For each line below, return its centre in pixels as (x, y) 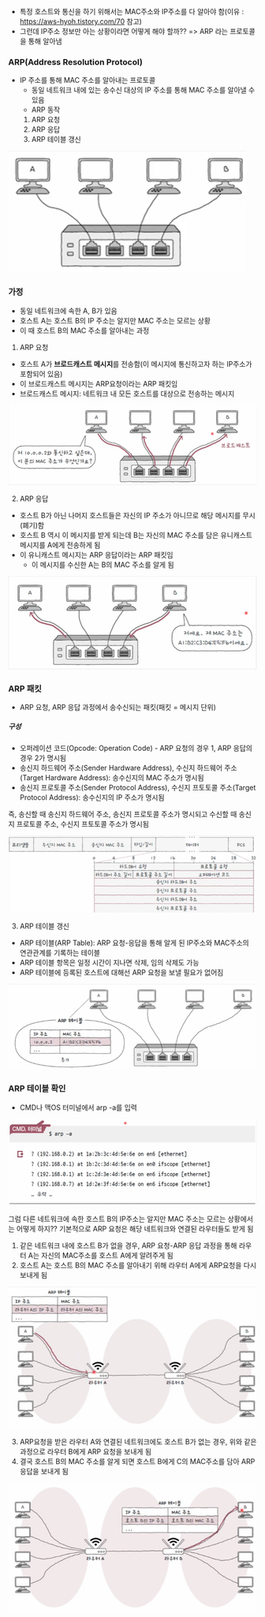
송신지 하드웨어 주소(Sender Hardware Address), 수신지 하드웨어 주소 (129, 767)
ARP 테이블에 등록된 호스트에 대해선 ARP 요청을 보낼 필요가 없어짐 (121, 973)
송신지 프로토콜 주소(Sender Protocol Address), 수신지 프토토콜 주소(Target (138, 787)
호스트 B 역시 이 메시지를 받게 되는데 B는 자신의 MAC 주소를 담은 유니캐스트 (136, 536)
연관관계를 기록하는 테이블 (60, 953)
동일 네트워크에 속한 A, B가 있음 (68, 311)
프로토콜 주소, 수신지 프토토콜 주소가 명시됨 (83, 823)
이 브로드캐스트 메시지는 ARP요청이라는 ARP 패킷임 (99, 383)
